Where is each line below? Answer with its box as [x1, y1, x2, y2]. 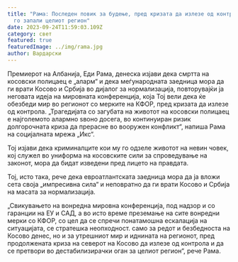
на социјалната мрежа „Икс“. [7, 129, 95, 138]
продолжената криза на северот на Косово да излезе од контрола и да [7, 239, 225, 247]
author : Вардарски [7, 50, 62, 58]
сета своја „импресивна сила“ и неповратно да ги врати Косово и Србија [7, 180, 230, 188]
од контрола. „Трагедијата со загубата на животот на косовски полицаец [7, 107, 229, 116]
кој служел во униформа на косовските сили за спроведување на [7, 151, 208, 160]
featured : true [7, 37, 52, 44]
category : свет [7, 30, 52, 38]
